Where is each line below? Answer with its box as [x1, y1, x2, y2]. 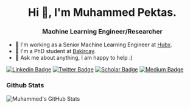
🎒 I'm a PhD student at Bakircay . [15, 48, 96, 55]
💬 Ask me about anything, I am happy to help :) [15, 54, 133, 62]
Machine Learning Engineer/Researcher [42, 27, 163, 36]
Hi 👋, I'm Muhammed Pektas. [28, 5, 177, 20]
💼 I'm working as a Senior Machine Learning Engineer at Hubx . [15, 41, 172, 48]
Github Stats [6, 81, 44, 90]
